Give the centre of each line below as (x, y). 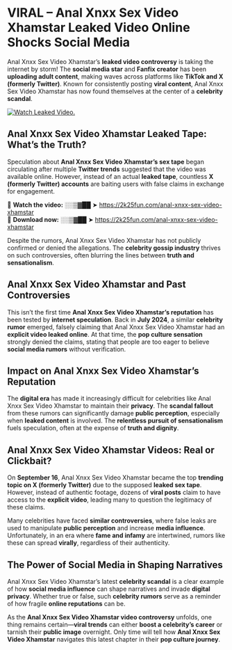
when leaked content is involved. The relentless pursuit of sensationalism (115, 421)
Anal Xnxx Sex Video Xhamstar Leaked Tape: (107, 134)
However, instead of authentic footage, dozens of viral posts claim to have (114, 493)
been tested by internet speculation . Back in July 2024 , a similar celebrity (115, 319)
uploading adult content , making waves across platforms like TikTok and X (115, 76)
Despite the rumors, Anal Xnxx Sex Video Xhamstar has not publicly (104, 240)
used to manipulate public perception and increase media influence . (106, 528)
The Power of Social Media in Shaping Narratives (115, 565)
